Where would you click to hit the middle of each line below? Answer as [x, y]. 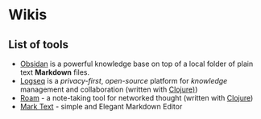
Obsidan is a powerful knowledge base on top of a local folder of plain [137, 64]
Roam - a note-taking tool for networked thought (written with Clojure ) [137, 98]
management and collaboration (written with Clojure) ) [109, 89]
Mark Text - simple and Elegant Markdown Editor [101, 107]
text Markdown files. [55, 72]
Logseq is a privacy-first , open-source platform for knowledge [124, 81]
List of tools [38, 45]
